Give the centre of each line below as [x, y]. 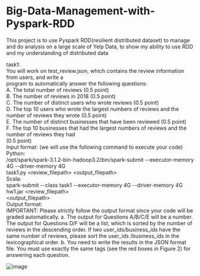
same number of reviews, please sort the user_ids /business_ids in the [93, 236]
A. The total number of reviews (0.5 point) [58, 90]
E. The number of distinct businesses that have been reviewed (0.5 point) [96, 121]
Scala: [14, 179]
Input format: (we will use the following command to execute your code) [95, 147]
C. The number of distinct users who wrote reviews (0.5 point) [83, 102]
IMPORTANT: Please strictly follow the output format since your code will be [100, 210]
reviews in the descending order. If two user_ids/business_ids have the [93, 229]
